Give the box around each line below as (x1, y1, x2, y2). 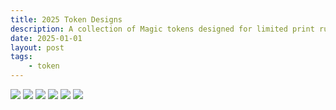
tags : (10, 52, 33, 62)
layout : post (10, 42, 65, 53)
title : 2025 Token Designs (10, 14, 123, 25)
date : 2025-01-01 (10, 33, 83, 43)
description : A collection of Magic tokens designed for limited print (10, 24, 315, 34)
